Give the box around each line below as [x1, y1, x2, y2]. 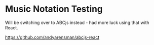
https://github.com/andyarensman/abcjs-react [5, 34, 100, 40]
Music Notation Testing [5, 3, 103, 15]
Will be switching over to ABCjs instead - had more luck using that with [5, 20, 150, 25]
